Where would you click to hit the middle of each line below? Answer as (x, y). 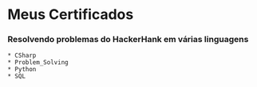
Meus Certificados (71, 15)
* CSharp (22, 56)
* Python (22, 70)
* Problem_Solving (38, 62)
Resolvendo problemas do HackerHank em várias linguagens (128, 40)
